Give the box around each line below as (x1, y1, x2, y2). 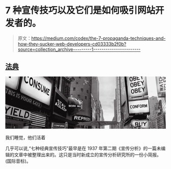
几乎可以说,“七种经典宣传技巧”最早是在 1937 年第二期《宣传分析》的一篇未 (5, 146, 161, 152)
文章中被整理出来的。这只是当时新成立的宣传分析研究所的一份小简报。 (14, 152, 161, 158)
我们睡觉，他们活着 (5, 134, 46, 140)
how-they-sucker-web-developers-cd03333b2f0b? (17, 41, 127, 47)
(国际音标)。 (5, 158, 32, 164)
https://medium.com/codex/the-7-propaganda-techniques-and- (31, 35, 166, 41)
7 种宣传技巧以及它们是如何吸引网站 (5, 5, 155, 16)
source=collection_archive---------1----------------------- (17, 46, 141, 52)
